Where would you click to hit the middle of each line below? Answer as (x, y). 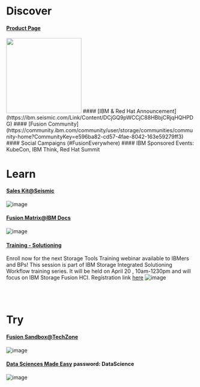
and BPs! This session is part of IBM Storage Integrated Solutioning (89, 265)
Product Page (23, 28)
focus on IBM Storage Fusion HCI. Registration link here (75, 278)
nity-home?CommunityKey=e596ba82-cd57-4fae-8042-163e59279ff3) (95, 137)
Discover (29, 11)
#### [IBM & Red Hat (109, 111)
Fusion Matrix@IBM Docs (38, 218)
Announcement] (156, 111)
